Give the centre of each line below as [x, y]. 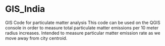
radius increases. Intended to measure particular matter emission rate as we [83, 33]
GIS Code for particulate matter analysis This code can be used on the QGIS [83, 23]
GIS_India [25, 9]
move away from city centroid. [36, 38]
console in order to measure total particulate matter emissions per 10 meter [82, 27]
